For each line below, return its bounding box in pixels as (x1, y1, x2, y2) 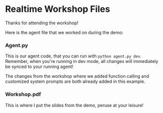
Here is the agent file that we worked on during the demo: (5, 29, 123, 35)
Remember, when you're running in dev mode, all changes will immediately (5, 58, 159, 64)
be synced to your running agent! (5, 63, 74, 70)
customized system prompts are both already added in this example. (5, 78, 146, 85)
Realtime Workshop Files (5, 3, 110, 15)
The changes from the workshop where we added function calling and (5, 73, 150, 79)
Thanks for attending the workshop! (5, 20, 79, 26)
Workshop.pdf (5, 91, 41, 98)
